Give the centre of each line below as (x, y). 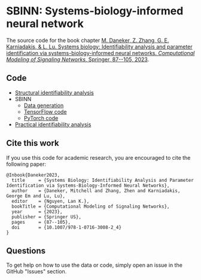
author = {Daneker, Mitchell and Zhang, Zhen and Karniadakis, (96, 191)
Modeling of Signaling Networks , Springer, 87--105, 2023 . (78, 59)
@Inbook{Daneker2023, (33, 175)
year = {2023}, (37, 211)
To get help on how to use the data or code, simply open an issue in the (94, 265)
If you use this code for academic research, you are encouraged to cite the (98, 157)
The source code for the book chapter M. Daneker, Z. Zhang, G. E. (88, 40)
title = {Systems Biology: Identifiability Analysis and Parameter (103, 180)
